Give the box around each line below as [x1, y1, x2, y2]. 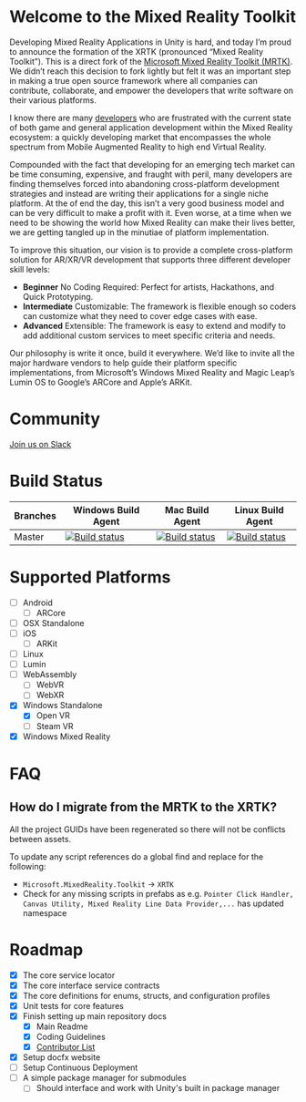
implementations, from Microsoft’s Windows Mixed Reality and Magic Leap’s [9, 366, 295, 377]
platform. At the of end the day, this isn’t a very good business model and [9, 198, 285, 209]
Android [22, 597, 53, 608]
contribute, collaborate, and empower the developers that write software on [9, 85, 294, 96]
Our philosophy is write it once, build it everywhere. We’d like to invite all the [9, 347, 295, 358]
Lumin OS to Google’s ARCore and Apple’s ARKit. [9, 376, 193, 387]
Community [9, 408, 101, 429]
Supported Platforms [9, 567, 171, 587]
